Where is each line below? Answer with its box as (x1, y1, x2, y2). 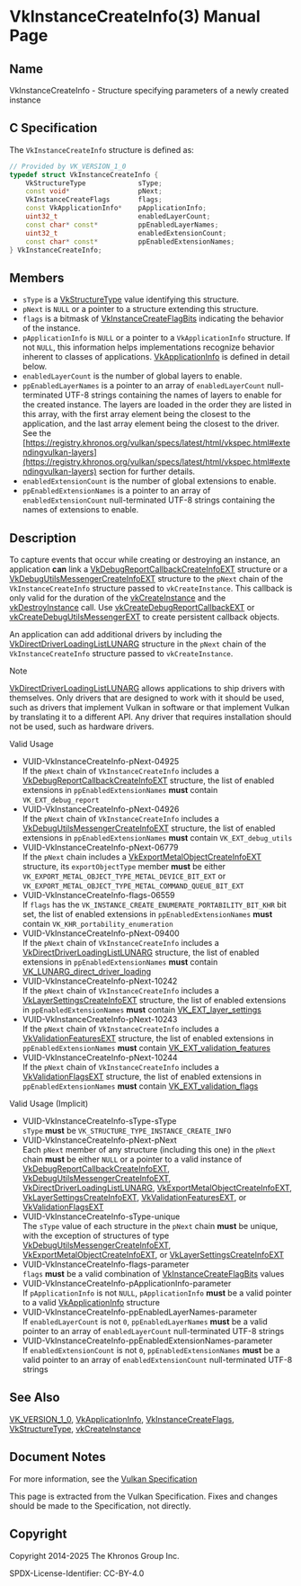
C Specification (9, 120, 98, 136)
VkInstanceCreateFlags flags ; (25, 195, 164, 204)
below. (22, 361, 48, 372)
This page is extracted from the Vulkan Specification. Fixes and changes (9, 1491, 279, 1501)
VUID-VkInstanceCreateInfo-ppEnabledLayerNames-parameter (22, 1306, 258, 1318)
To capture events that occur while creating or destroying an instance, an (9, 555, 280, 566)
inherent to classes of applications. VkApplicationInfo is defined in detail (22, 352, 290, 362)
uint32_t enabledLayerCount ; (25, 212, 211, 221)
